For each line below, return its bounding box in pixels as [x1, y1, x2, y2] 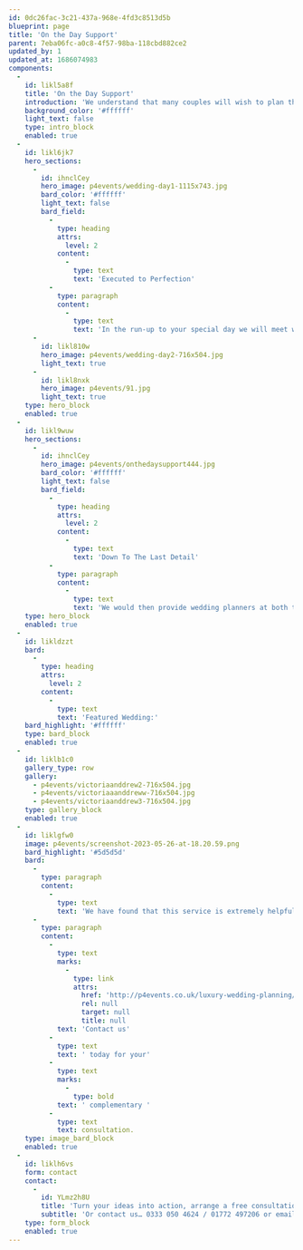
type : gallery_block [24, 806, 102, 815]
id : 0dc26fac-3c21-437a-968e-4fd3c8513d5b [8, 13, 171, 23]
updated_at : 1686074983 [8, 55, 99, 64]
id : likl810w [41, 342, 90, 351]
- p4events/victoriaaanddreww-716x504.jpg [32, 789, 195, 798]
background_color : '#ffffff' [24, 106, 135, 115]
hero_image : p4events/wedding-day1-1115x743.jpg [41, 182, 228, 191]
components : [8, 64, 53, 73]
